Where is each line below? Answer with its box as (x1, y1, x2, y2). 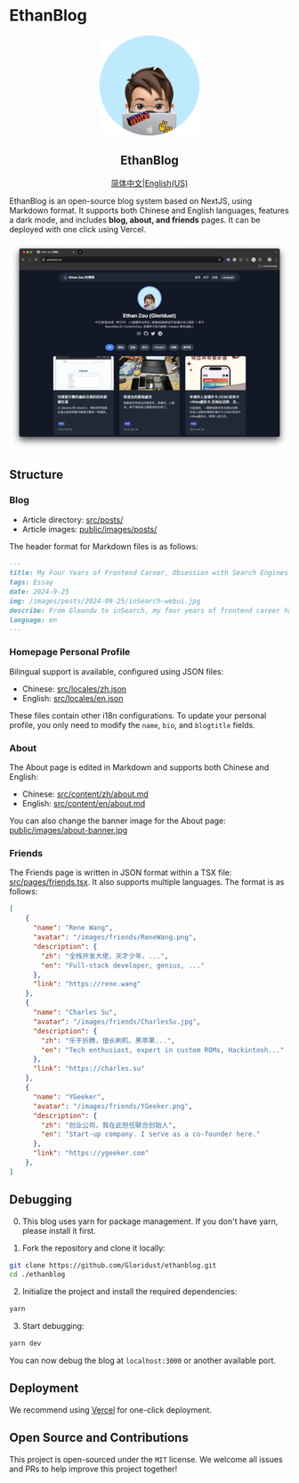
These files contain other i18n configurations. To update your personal (9, 709, 267, 721)
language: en (9, 615, 58, 624)
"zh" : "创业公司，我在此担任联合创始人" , (41, 1121, 177, 1130)
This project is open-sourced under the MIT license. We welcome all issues (9, 1454, 283, 1464)
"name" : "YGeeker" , (32, 1092, 105, 1101)
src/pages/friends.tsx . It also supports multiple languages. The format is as (9, 877, 285, 887)
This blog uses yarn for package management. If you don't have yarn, (21, 1216, 279, 1227)
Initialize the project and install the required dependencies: (21, 1286, 238, 1297)
